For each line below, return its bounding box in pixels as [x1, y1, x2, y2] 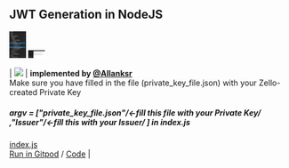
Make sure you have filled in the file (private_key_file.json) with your [9, 77, 258, 88]
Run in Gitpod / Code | [9, 148, 91, 159]
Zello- [259, 77, 281, 88]
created [9, 87, 38, 98]
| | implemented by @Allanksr [9, 68, 133, 79]
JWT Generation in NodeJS [9, 7, 164, 22]
